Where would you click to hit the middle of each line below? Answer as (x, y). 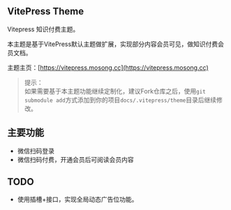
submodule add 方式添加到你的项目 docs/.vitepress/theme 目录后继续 (120, 100)
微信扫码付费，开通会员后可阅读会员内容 (75, 159)
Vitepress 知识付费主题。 (43, 29)
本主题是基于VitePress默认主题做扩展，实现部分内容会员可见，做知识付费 (113, 44)
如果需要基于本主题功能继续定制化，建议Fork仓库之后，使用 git (115, 91)
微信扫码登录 (36, 151)
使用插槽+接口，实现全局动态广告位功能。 (77, 200)
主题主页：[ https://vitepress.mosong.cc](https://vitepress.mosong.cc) (108, 67)
